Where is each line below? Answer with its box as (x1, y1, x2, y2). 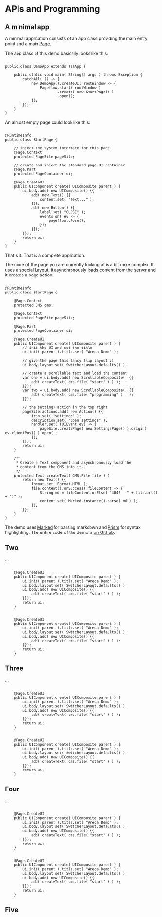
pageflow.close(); (48, 218, 86, 223)
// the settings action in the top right (22, 405, 108, 410)
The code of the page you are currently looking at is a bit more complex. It (5, 262, 154, 267)
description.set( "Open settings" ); (31, 418, 108, 422)
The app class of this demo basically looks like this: (5, 50, 108, 56)
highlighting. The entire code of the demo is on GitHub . (5, 530, 115, 535)
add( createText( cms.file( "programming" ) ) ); (31, 392, 134, 397)
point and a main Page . (5, 41, 51, 47)
